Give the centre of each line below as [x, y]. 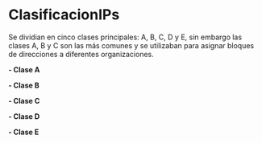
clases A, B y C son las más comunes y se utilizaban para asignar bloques [131, 45]
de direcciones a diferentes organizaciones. [81, 54]
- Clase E [24, 132]
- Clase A [24, 69]
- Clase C [24, 100]
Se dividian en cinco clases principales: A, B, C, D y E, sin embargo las [125, 37]
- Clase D [24, 116]
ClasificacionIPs [64, 15]
